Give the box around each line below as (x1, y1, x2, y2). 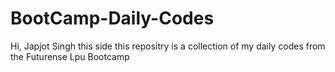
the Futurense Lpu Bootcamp (10, 50, 130, 62)
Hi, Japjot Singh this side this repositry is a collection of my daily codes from (10, 40, 326, 52)
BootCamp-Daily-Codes (10, 7, 215, 30)
